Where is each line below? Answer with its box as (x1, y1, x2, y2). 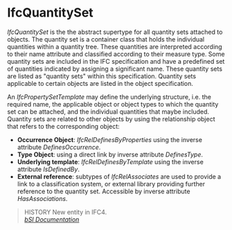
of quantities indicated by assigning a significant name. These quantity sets (7, 64, 223, 73)
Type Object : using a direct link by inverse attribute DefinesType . (17, 150, 203, 159)
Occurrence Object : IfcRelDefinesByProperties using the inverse (17, 135, 203, 143)
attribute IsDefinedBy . (17, 165, 80, 173)
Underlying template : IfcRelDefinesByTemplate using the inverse (17, 157, 204, 166)
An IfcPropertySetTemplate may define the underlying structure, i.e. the (7, 92, 211, 101)
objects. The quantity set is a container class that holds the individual (7, 35, 205, 43)
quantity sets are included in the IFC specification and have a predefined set (7, 57, 225, 65)
